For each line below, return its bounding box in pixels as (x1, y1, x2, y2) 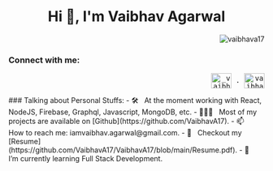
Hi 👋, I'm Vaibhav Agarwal (47, 7, 226, 26)
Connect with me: (8, 54, 80, 66)
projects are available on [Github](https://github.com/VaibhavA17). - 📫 (8, 117, 245, 126)
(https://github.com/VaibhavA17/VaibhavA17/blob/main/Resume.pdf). (8, 145, 238, 155)
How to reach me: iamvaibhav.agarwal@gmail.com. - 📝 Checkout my (8, 128, 242, 138)
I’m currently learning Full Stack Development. (8, 154, 163, 164)
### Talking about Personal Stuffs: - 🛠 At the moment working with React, (8, 96, 262, 105)
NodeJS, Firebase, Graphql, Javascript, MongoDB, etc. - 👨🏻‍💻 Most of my (8, 107, 258, 117)
